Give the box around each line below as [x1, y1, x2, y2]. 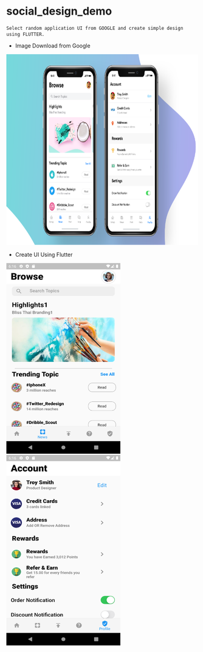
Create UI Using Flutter [15, 251, 73, 258]
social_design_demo [6, 4, 112, 18]
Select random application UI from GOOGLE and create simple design [6, 25, 184, 31]
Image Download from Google [15, 41, 91, 49]
